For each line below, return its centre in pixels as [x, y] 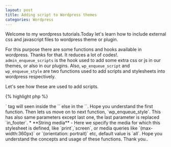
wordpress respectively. [31, 77]
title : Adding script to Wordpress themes [51, 15]
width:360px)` [20, 134]
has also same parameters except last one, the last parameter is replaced [82, 117]
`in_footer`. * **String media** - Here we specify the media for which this [83, 123]
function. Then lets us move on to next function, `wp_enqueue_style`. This [83, 112]
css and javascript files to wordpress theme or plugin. [62, 39]
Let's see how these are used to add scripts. [52, 87]
